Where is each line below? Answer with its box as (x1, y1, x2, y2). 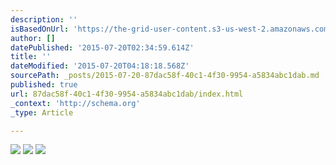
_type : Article (10, 107, 74, 118)
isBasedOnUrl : (10, 24, 70, 34)
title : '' (10, 52, 52, 62)
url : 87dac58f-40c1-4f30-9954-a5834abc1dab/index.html (10, 89, 244, 99)
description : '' (10, 14, 78, 25)
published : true (10, 80, 78, 90)
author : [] (10, 33, 56, 43)
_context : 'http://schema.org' (10, 98, 141, 108)
